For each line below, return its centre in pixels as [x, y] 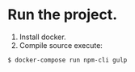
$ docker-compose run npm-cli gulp [67, 60]
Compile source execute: [61, 45]
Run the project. [63, 15]
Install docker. [42, 37]
